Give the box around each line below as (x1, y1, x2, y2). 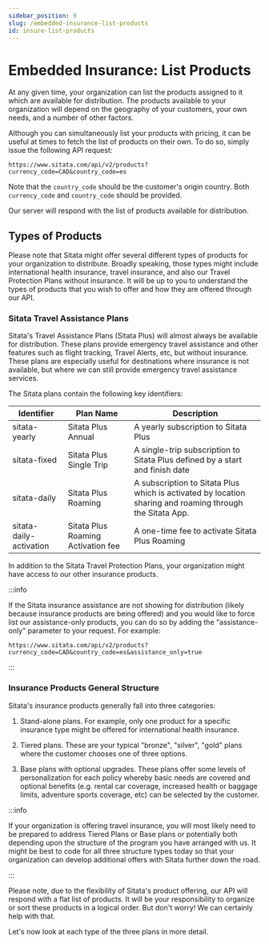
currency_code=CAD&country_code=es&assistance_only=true (8, 649, 203, 657)
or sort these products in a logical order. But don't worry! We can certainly (8, 902, 254, 912)
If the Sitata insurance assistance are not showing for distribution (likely (8, 601, 245, 610)
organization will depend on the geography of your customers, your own (8, 105, 247, 114)
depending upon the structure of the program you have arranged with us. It (8, 838, 256, 847)
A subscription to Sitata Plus (133, 478, 240, 489)
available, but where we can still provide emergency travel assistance (8, 365, 238, 374)
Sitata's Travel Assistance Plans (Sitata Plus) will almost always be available (8, 331, 259, 341)
